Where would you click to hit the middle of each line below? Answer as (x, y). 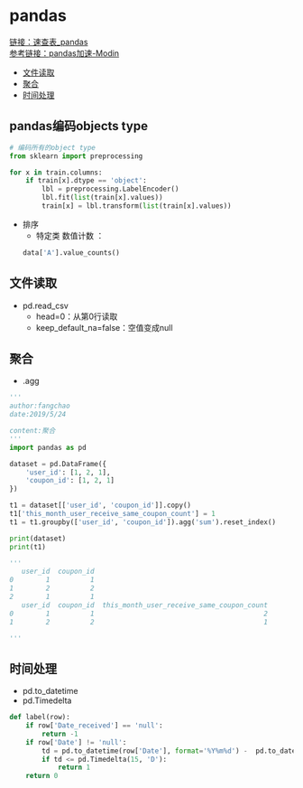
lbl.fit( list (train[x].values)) (103, 198)
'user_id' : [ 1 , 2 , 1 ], (68, 472)
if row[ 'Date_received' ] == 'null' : (95, 726)
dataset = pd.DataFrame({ (58, 464)
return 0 (42, 776)
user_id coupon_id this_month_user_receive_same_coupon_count (145, 605)
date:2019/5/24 (38, 415)
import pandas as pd (48, 447)
